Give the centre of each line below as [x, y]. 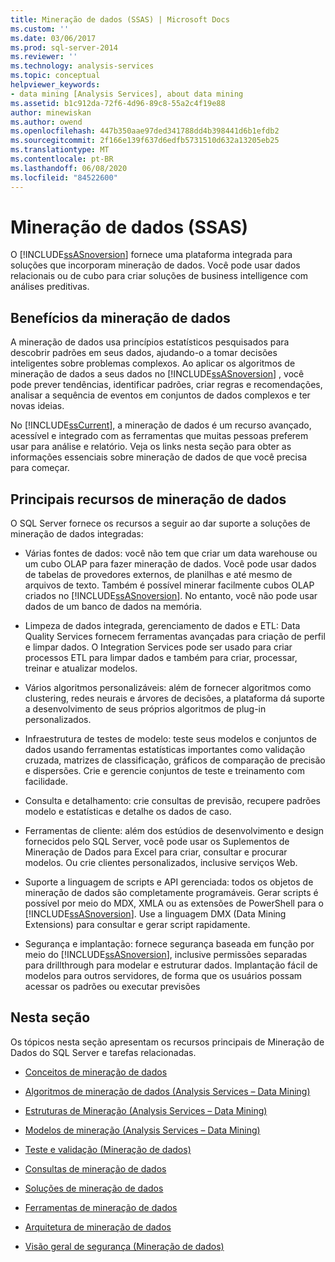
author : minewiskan [51, 112]
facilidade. [46, 782]
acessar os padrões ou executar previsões [112, 987]
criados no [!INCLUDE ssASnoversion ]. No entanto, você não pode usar [171, 596]
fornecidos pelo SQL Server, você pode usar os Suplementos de [157, 842]
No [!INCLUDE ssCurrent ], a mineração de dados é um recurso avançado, [161, 425]
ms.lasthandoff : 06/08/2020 [69, 168]
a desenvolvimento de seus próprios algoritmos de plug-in [145, 709]
